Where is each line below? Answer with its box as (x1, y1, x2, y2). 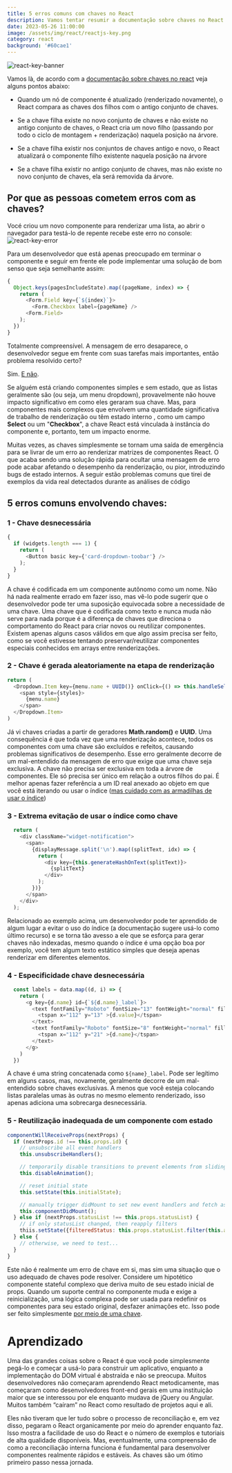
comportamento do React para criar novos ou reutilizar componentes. (7, 622, 206, 630)
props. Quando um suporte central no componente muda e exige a (7, 1287, 197, 1295)
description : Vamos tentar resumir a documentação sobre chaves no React (7, 17, 224, 24)
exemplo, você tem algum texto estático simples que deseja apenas (7, 945, 200, 954)
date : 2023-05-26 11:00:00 (7, 23, 85, 30)
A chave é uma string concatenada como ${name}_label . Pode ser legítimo (7, 1069, 219, 1077)
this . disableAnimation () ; (19, 1170, 95, 1177)
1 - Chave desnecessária (7, 518, 92, 528)
